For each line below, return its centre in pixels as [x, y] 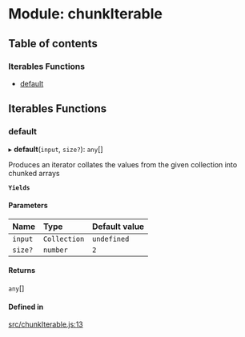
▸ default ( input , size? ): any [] [56, 149]
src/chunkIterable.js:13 [46, 324]
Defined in [26, 307]
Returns [22, 271]
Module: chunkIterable [85, 14]
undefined [110, 239]
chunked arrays [34, 173]
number [55, 250]
